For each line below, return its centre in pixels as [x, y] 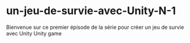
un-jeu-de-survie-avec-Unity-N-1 [91, 11]
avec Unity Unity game [34, 33]
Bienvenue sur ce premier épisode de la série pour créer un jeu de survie [95, 27]
